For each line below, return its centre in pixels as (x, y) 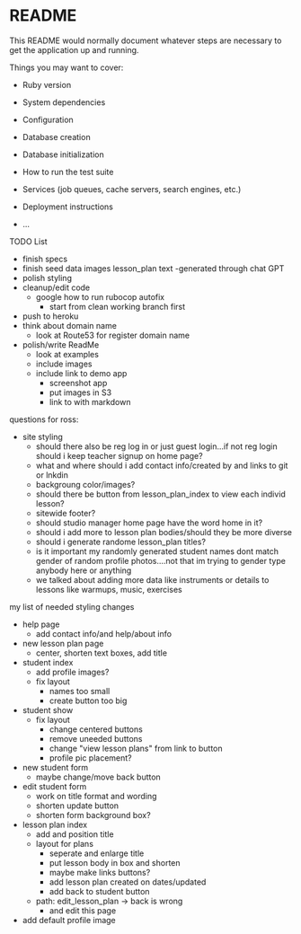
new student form (55, 767)
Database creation (57, 137)
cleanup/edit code (56, 287)
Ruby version (47, 84)
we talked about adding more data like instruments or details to (152, 579)
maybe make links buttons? (100, 872)
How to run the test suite (68, 172)
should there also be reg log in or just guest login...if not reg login (156, 446)
